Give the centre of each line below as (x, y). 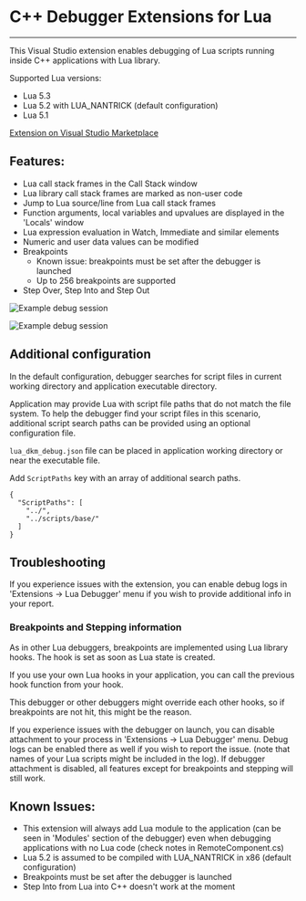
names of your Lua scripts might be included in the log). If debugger (138, 759)
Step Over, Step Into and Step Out (86, 290)
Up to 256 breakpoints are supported (106, 280)
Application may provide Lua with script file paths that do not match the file (150, 403)
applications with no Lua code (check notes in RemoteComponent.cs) (153, 848)
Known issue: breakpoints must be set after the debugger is (148, 261)
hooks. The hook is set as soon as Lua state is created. (112, 657)
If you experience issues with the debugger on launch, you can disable (142, 729)
